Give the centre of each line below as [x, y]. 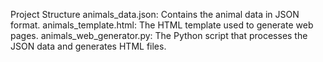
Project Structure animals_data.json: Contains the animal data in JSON [155, 14]
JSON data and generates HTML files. [88, 46]
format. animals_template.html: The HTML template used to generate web [162, 25]
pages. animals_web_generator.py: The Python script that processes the [159, 35]
